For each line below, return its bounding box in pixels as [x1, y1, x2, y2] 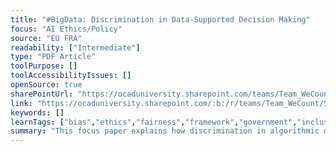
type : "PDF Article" [10, 52, 97, 62]
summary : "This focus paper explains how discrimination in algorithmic [10, 126, 320, 136]
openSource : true [10, 80, 83, 90]
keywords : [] [10, 107, 65, 118]
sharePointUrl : [10, 89, 74, 99]
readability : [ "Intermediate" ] [10, 42, 141, 53]
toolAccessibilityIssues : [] [10, 71, 132, 81]
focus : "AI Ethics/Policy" [10, 24, 123, 34]
